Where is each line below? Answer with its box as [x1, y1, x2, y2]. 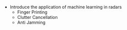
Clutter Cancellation [17, 15, 58, 20]
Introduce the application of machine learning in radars [9, 4, 122, 10]
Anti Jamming [17, 19, 46, 25]
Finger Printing [17, 9, 48, 15]
